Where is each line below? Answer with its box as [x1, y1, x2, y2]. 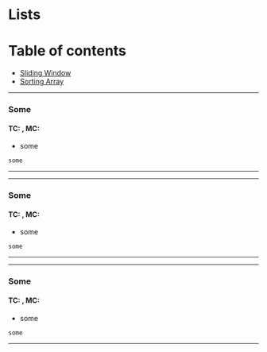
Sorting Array [19, 77, 64, 87]
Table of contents [8, 42, 127, 60]
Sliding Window [19, 68, 72, 78]
